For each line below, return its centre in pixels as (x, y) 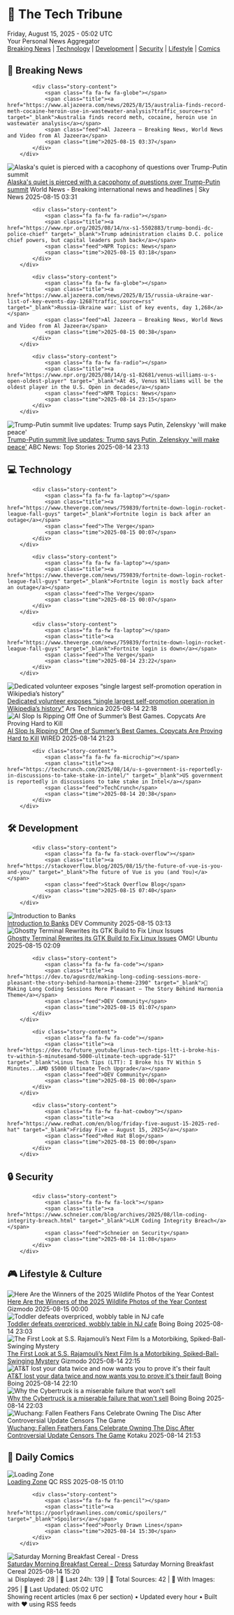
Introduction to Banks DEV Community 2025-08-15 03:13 (89, 924)
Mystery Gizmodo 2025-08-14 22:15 (88, 1361)
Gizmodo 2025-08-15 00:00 (48, 1309)
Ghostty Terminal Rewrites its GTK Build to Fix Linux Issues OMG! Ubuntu (112, 938)
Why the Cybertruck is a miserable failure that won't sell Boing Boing (106, 1398)
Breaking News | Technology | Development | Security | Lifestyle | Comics (114, 48)
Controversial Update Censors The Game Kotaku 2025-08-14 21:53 (104, 1435)
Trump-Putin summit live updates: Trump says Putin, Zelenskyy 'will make (114, 439)
